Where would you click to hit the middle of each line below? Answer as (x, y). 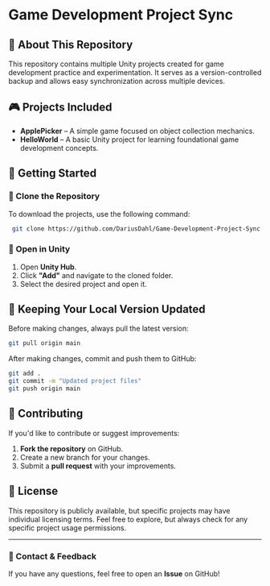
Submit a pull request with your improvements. (98, 466)
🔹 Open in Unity (39, 249)
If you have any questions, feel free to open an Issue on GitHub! (114, 573)
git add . (25, 374)
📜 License (33, 491)
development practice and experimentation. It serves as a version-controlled (135, 73)
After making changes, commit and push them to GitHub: (102, 359)
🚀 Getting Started (53, 174)
